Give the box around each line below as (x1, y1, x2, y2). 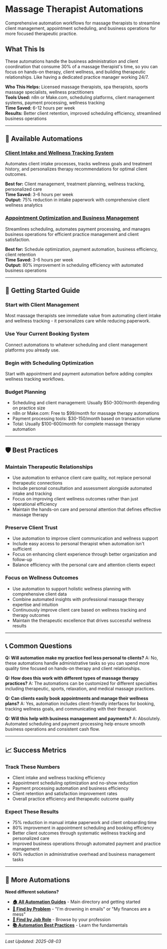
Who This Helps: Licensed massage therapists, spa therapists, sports (5, 84, 148, 90)
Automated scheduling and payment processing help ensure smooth (5, 721, 146, 727)
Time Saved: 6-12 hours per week (5, 105, 76, 111)
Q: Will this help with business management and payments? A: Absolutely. (5, 715, 161, 721)
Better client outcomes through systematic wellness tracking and (12, 830, 146, 836)
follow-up (12, 557, 32, 563)
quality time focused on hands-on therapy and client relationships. (5, 666, 141, 672)
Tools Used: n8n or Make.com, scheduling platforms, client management (5, 94, 155, 100)
